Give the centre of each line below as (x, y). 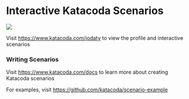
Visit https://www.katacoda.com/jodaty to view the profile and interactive (95, 38)
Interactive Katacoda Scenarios (85, 11)
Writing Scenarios (32, 59)
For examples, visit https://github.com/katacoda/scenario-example (87, 90)
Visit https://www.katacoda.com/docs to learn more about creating (87, 72)
